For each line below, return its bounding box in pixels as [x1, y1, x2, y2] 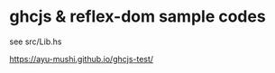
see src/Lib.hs [9, 36, 62, 47]
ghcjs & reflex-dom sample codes [9, 6, 266, 27]
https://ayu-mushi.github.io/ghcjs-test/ [9, 53, 154, 64]
